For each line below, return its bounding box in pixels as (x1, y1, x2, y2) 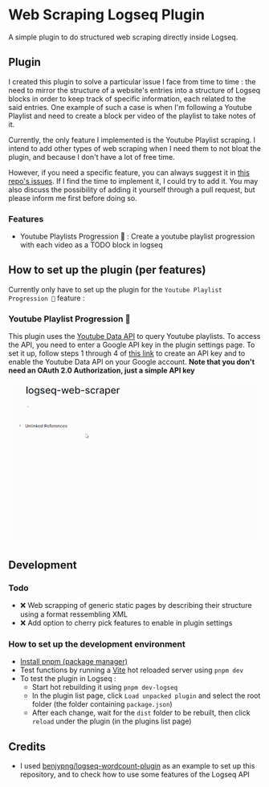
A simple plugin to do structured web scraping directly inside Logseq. (8, 32, 238, 42)
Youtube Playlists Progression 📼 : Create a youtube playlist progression (19, 231, 255, 242)
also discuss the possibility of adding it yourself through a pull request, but (8, 185, 255, 194)
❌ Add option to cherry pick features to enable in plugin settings (19, 618, 233, 627)
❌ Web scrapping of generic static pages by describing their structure (19, 600, 252, 610)
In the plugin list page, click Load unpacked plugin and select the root (31, 691, 261, 700)
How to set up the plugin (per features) (8, 263, 206, 277)
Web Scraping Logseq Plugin (8, 6, 205, 24)
